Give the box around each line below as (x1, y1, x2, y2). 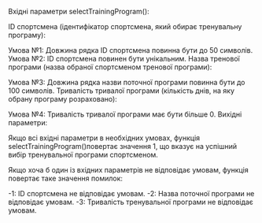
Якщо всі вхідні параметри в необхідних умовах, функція (8, 133, 201, 143)
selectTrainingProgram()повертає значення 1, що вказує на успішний (8, 142, 238, 151)
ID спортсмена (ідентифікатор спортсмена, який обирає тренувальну (8, 22, 242, 31)
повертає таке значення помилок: (8, 173, 124, 183)
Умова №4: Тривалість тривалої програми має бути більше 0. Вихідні (8, 110, 242, 119)
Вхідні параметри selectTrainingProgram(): (8, 7, 149, 16)
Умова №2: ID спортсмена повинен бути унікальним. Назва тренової (8, 54, 240, 63)
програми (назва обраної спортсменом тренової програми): (8, 62, 212, 72)
